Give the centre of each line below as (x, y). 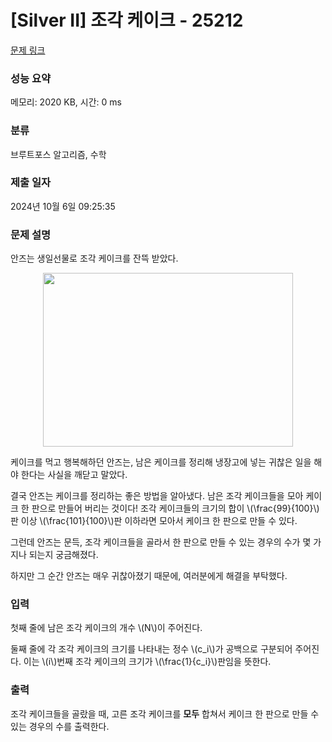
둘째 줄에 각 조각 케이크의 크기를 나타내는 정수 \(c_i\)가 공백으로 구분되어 (151, 649)
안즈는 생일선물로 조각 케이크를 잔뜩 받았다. (94, 258)
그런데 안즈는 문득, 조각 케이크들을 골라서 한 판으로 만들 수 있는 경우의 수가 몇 (161, 542)
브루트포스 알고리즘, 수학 (58, 154)
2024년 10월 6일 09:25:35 (63, 206)
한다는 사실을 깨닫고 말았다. (74, 475)
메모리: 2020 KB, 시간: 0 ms (66, 102)
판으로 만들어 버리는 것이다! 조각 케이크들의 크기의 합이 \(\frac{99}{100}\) (175, 508)
